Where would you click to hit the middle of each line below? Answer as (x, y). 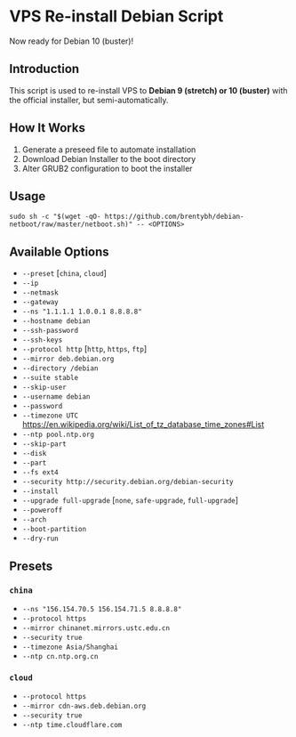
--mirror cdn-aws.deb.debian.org (84, 706)
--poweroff (42, 510)
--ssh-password (50, 331)
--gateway (40, 303)
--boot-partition (54, 530)
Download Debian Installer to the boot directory (109, 158)
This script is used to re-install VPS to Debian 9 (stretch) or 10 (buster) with (148, 90)
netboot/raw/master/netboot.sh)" (71, 224)
